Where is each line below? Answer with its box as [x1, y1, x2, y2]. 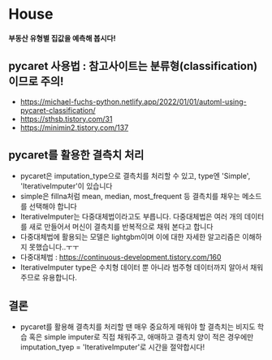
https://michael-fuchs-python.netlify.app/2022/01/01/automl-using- [19, 97, 247, 106]
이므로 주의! [8, 75, 64, 89]
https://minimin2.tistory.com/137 [19, 123, 129, 132]
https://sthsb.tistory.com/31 [19, 114, 113, 124]
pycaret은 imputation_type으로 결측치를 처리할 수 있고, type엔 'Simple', [19, 171, 251, 181]
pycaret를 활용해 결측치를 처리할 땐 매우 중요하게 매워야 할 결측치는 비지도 [19, 322, 256, 332]
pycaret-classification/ [19, 105, 96, 115]
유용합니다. [41, 273, 77, 283]
